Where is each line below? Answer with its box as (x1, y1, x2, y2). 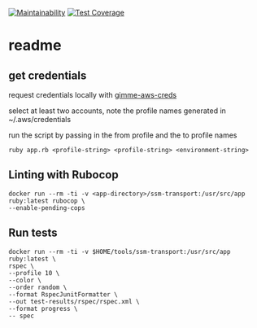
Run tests (8, 226, 58, 240)
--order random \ (8, 283, 68, 291)
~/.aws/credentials (8, 115, 72, 124)
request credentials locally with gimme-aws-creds (8, 90, 177, 99)
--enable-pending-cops (8, 203, 85, 212)
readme (8, 37, 62, 55)
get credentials (8, 68, 87, 82)
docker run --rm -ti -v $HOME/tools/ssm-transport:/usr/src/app (8, 247, 231, 256)
